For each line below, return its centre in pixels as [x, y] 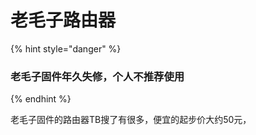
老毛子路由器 [63, 20]
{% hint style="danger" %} [66, 48]
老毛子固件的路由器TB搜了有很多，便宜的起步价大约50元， [131, 120]
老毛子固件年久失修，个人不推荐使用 [97, 76]
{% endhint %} [41, 99]
